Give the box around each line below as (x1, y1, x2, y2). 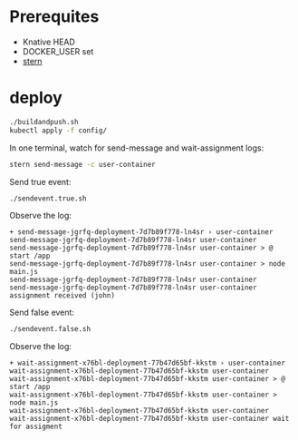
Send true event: (9, 176, 72, 187)
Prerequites (9, 6, 100, 27)
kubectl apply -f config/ (9, 125, 107, 135)
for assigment (9, 422, 63, 432)
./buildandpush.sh (9, 117, 79, 126)
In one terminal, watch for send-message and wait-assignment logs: (9, 142, 264, 153)
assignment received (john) (9, 291, 116, 300)
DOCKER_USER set (22, 45, 94, 56)
